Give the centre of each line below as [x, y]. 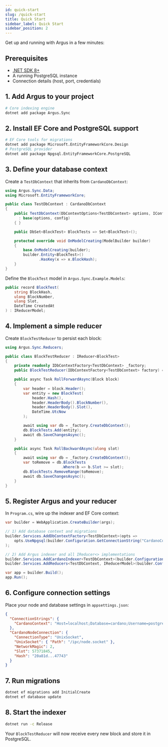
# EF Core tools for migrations [39, 140]
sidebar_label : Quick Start [34, 24]
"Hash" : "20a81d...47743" [41, 656]
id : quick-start [22, 10]
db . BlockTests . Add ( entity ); [52, 430]
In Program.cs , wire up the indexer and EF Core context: [62, 513]
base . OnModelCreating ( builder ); [57, 250]
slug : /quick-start [25, 14]
